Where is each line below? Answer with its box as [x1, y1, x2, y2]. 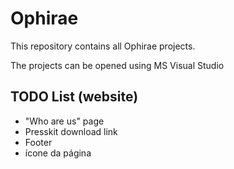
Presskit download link [24, 125, 118, 137]
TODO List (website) [10, 88, 139, 106]
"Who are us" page [24, 115, 105, 127]
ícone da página [24, 147, 92, 159]
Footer [24, 136, 53, 148]
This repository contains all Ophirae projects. [10, 40, 196, 52]
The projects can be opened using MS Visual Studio [10, 59, 225, 71]
